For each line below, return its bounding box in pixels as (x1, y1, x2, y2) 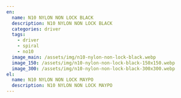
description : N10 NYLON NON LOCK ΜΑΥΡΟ (12, 83, 113, 89)
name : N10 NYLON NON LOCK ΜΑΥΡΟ (12, 77, 94, 83)
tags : (12, 32, 26, 38)
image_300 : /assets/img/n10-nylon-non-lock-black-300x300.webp (12, 65, 175, 72)
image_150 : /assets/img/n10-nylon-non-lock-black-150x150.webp (12, 60, 175, 66)
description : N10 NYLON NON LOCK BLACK (12, 20, 113, 26)
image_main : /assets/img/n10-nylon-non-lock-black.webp (12, 54, 156, 60)
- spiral (17, 43, 39, 49)
